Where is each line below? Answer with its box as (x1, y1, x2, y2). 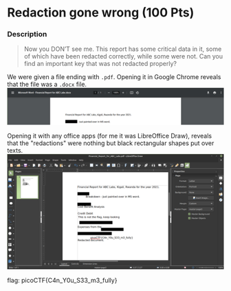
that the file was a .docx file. (7, 80, 87, 89)
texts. (7, 146, 23, 154)
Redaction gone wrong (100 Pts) (7, 5, 195, 21)
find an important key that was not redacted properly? (23, 60, 177, 68)
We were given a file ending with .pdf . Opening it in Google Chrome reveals (7, 73, 221, 81)
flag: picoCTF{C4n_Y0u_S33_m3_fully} (7, 277, 118, 285)
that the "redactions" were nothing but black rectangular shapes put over (7, 139, 214, 147)
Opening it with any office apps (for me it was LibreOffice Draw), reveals (7, 131, 212, 140)
